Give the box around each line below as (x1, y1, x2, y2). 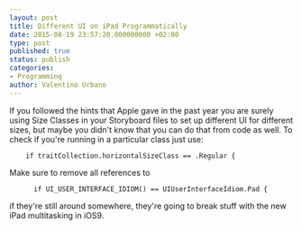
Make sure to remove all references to (9, 167, 151, 178)
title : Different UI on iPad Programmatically (9, 22, 188, 31)
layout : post (9, 13, 59, 23)
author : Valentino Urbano (9, 80, 106, 89)
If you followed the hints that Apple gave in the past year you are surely (9, 105, 274, 115)
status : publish (9, 55, 70, 64)
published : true (9, 47, 70, 56)
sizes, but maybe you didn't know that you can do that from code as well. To (9, 124, 293, 135)
